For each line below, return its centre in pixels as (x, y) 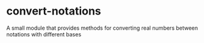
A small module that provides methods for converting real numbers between (102, 28)
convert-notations (54, 11)
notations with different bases (44, 34)
